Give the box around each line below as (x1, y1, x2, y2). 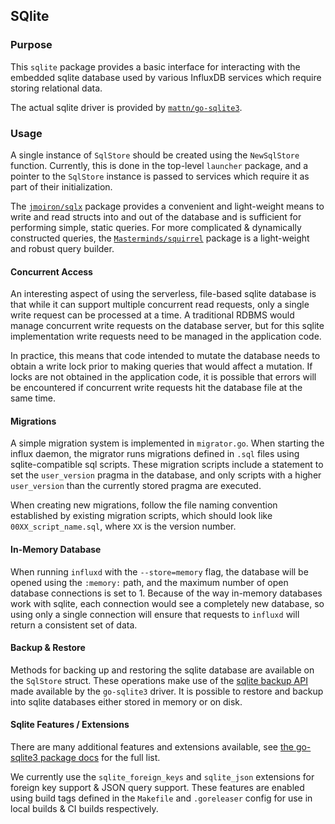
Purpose (10, 38, 53, 52)
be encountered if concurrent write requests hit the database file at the (10, 382, 303, 394)
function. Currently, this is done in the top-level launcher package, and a (10, 159, 309, 171)
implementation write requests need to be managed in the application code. (10, 330, 322, 343)
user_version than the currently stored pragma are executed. (10, 480, 262, 492)
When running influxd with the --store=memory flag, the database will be (10, 565, 309, 578)
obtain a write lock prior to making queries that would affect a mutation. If (10, 360, 313, 373)
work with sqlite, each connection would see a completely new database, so (10, 597, 325, 609)
